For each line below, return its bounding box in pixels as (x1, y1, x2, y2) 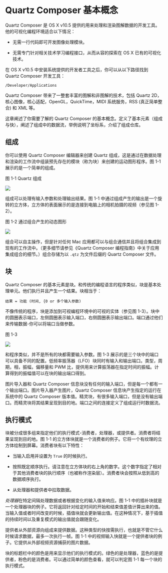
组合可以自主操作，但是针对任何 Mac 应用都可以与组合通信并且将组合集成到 (5, 239, 161, 245)
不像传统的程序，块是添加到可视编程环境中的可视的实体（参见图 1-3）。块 (5, 308, 155, 314)
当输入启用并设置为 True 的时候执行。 (12, 453, 90, 459)
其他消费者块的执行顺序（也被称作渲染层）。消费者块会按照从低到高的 (16, 470, 159, 476)
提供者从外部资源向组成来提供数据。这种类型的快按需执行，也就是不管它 (5, 527, 154, 533)
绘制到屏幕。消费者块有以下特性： (13, 442, 84, 449)
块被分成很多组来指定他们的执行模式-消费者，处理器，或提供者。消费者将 (5, 430, 156, 436)
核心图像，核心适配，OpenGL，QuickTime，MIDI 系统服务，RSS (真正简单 (5, 98, 158, 104)
